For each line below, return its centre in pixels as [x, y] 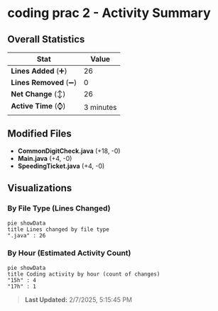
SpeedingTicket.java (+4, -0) [61, 166]
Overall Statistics [46, 39]
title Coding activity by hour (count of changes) [84, 274]
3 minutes [100, 107]
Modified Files [40, 134]
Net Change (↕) [38, 94]
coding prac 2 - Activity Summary [109, 13]
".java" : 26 [27, 235]
